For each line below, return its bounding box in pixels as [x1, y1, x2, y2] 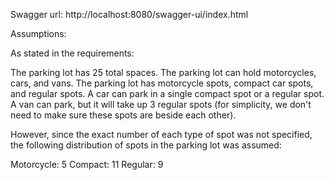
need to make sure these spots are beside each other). [10, 109, 237, 121]
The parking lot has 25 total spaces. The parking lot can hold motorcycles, [10, 67, 317, 78]
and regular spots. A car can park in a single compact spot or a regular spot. [10, 88, 325, 99]
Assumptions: [10, 28, 67, 39]
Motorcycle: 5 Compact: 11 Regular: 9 [10, 159, 164, 170]
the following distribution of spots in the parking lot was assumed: [10, 139, 282, 151]
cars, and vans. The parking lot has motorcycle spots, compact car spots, [10, 77, 314, 89]
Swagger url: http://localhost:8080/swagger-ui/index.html [10, 9, 249, 20]
